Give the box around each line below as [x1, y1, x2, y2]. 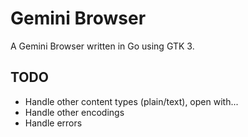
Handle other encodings [24, 106, 125, 118]
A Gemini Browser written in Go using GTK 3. [10, 40, 195, 52]
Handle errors [24, 117, 83, 129]
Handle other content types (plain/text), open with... [24, 95, 239, 107]
